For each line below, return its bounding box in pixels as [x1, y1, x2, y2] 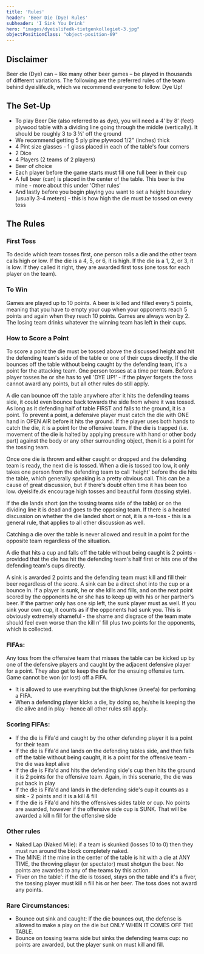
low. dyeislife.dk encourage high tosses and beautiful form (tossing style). [6, 488, 191, 495]
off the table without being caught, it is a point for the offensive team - [15, 753, 191, 761]
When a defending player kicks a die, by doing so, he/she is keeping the [15, 698, 195, 706]
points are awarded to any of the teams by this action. [15, 866, 151, 874]
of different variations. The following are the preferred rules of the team [6, 77, 185, 84]
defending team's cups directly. [6, 562, 86, 569]
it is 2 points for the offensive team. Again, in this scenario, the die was [15, 773, 192, 780]
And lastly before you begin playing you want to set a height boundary [15, 188, 191, 195]
